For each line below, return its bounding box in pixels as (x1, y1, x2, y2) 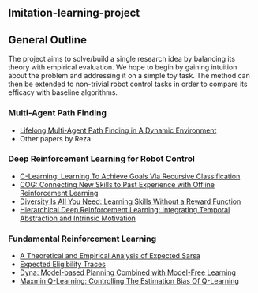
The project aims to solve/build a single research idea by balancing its (8, 54, 235, 64)
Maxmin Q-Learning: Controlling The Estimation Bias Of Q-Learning (19, 276, 239, 286)
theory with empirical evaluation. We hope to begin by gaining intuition (8, 62, 237, 72)
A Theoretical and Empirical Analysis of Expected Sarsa (19, 251, 201, 261)
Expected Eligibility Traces (19, 260, 107, 269)
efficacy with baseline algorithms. (8, 88, 118, 97)
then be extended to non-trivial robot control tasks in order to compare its (8, 79, 248, 89)
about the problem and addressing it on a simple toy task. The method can (8, 71, 250, 81)
